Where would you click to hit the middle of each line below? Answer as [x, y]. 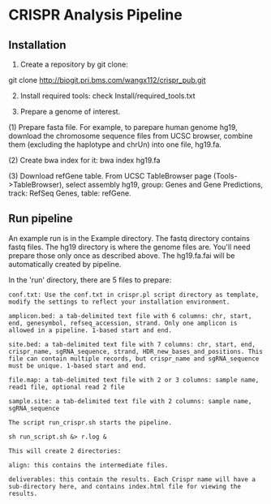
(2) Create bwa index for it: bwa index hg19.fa [84, 160]
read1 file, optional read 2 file [67, 387]
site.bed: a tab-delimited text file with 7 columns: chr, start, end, [132, 344]
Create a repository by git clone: [74, 64]
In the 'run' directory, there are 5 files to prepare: [90, 280]
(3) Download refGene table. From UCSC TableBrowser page [110, 176]
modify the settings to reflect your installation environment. [119, 302]
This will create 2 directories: [65, 451]
